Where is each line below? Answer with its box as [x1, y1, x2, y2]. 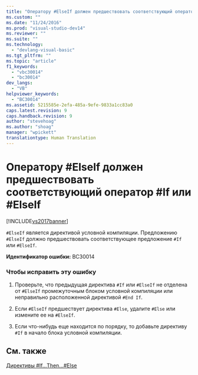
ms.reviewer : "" [6, 31, 46, 37]
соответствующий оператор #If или [6, 185, 192, 198]
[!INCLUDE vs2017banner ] [6, 217, 69, 224]
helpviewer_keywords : [6, 91, 60, 97]
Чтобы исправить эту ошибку [6, 268, 96, 276]
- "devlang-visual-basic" [11, 47, 75, 53]
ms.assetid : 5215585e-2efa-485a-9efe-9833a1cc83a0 [6, 102, 133, 108]
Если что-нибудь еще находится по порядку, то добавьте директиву [14, 322, 187, 330]
